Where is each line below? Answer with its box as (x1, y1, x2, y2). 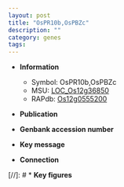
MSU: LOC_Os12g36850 (31, 86, 110, 95)
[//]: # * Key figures (8, 170, 72, 180)
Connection (19, 155, 59, 165)
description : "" (8, 26, 61, 34)
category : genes (8, 33, 61, 42)
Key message (19, 140, 65, 149)
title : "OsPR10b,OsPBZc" (8, 19, 89, 27)
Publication (19, 109, 58, 119)
